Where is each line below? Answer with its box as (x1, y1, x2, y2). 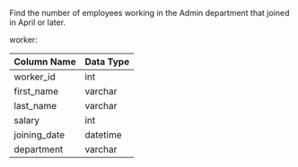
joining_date (13, 129, 66, 141)
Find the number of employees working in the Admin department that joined (9, 8, 290, 18)
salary (13, 114, 40, 126)
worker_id (13, 71, 56, 83)
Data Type (84, 55, 130, 68)
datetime (84, 129, 123, 141)
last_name (13, 100, 57, 112)
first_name (13, 85, 59, 97)
